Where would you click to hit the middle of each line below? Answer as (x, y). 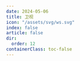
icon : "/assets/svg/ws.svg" (41, 22)
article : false (25, 33)
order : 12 (23, 44)
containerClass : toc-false (39, 49)
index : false (22, 28)
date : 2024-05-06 (27, 11)
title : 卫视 (20, 17)
